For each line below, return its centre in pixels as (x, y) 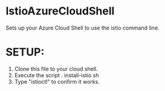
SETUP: (25, 52)
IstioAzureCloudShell (60, 11)
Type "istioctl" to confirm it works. (57, 81)
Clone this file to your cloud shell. (56, 69)
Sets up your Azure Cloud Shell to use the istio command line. (82, 28)
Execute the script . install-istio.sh (57, 75)
